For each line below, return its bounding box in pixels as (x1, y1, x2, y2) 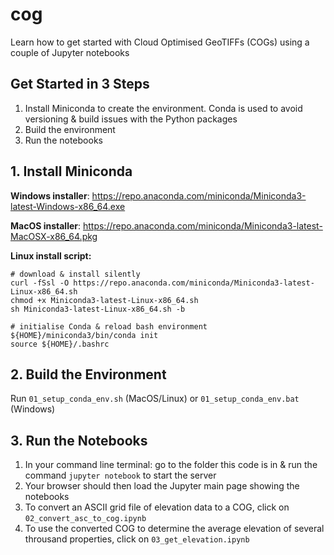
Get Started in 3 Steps (10, 76, 150, 93)
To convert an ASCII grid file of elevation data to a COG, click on (24, 501, 290, 513)
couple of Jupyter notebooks (10, 46, 130, 58)
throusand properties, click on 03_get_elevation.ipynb (24, 533, 250, 545)
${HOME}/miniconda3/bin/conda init (10, 330, 159, 340)
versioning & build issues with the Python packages (24, 113, 238, 125)
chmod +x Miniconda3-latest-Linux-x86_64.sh (10, 295, 199, 305)
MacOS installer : (10, 219, 82, 232)
